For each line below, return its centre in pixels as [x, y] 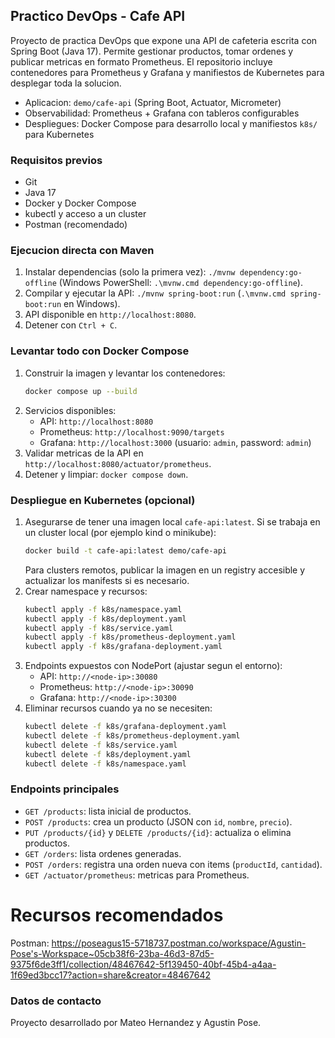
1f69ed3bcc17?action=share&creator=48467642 [110, 975]
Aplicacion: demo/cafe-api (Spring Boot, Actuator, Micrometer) [153, 102]
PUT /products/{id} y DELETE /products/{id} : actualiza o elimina [158, 832]
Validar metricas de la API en [84, 453]
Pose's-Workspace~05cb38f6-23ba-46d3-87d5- [112, 953]
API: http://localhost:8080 [96, 421]
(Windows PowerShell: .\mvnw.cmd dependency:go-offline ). [180, 283]
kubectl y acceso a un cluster [85, 214]
